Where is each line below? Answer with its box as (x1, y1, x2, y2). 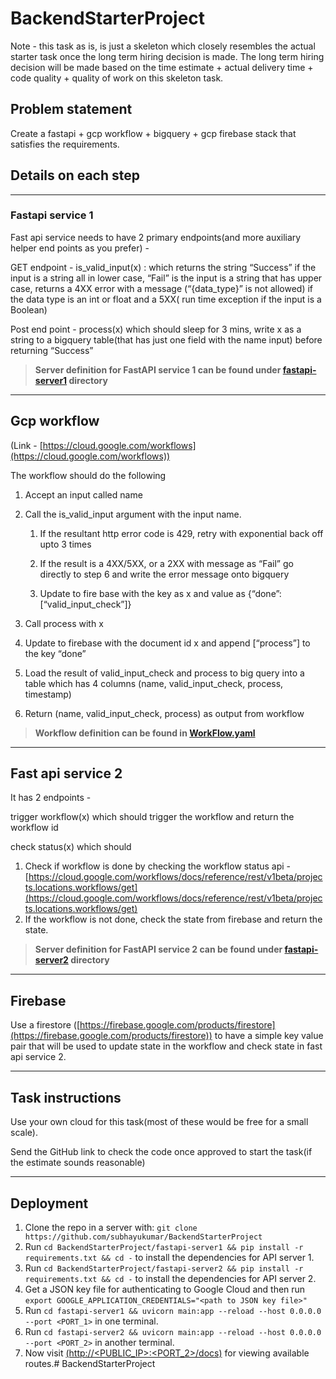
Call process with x (24, 617, 104, 629)
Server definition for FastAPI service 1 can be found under (34, 363, 282, 376)
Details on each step (10, 167, 141, 184)
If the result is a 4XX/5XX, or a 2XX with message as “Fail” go (39, 557, 294, 569)
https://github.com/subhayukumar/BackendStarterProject (24, 1232, 263, 1242)
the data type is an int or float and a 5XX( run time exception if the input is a (10, 293, 322, 305)
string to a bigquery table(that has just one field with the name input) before (10, 333, 323, 346)
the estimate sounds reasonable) (10, 1157, 146, 1169)
